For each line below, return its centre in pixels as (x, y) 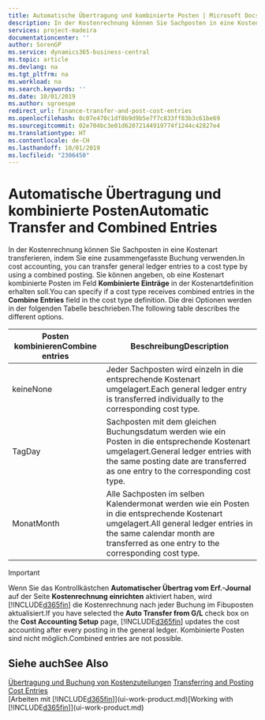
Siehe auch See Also (58, 663)
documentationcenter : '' (49, 38)
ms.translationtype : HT (47, 133)
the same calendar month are (160, 533)
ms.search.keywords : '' (47, 89)
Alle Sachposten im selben (155, 494)
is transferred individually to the (165, 399)
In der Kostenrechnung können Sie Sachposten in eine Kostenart (113, 250)
